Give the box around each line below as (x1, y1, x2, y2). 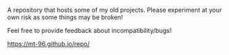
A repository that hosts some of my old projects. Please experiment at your (7, 6, 223, 14)
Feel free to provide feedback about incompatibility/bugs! (7, 27, 172, 34)
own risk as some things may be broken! (7, 13, 123, 21)
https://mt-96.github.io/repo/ (7, 40, 90, 47)
